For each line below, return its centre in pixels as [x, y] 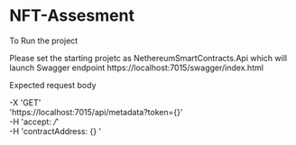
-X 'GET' [25, 102]
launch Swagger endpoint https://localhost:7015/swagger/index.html [137, 68]
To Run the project [44, 41]
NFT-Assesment [72, 16]
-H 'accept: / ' [34, 122]
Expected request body [53, 85]
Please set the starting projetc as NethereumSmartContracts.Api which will [148, 58]
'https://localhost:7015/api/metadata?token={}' [96, 112]
